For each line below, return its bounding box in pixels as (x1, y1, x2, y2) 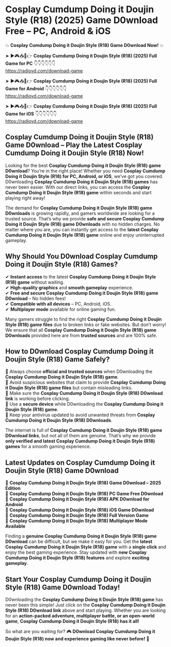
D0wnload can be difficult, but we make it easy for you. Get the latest (5, 538, 153, 544)
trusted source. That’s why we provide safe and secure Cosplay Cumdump (5, 215, 164, 221)
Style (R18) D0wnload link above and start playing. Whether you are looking (5, 607, 166, 613)
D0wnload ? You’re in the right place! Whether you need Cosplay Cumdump (5, 167, 166, 174)
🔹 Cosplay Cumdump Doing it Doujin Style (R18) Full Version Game (5, 512, 149, 518)
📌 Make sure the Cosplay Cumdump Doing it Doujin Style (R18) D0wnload (5, 390, 163, 396)
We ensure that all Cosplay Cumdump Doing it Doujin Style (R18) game (5, 327, 157, 333)
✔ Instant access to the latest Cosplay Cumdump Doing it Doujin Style (5, 273, 156, 280)
